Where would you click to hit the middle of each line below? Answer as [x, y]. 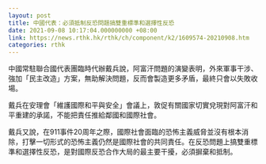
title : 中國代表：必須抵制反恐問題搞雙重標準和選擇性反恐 [91, 23]
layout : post [30, 15]
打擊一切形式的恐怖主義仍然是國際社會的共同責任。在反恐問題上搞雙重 [136, 142]
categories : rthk [37, 45]
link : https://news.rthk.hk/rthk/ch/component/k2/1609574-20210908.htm [129, 38]
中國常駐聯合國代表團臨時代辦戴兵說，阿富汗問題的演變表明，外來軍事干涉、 [133, 69]
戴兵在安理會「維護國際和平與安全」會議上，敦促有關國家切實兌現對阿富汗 [129, 105]
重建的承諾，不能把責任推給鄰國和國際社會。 [87, 115]
